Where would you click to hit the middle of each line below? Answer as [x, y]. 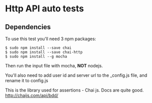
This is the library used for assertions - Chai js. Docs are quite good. [75, 90]
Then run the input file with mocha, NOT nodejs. [54, 66]
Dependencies [28, 27]
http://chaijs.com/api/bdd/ [32, 95]
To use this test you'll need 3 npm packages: [51, 39]
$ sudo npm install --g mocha [36, 56]
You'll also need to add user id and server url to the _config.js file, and [76, 75]
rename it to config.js [27, 80]
